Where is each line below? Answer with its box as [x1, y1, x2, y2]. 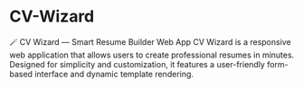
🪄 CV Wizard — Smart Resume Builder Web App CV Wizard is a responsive [9, 36, 291, 47]
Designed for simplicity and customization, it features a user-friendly [9, 58, 265, 69]
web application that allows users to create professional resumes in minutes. [9, 49, 295, 60]
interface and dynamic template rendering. [34, 68, 194, 79]
